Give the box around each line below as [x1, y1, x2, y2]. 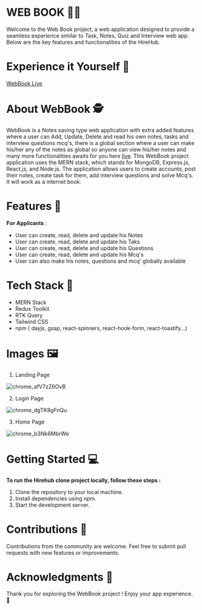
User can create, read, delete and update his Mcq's [15, 251, 144, 258]
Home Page [15, 418, 45, 425]
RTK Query [15, 311, 43, 319]
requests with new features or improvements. [6, 549, 120, 556]
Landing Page [15, 371, 50, 378]
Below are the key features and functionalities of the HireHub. [6, 38, 161, 46]
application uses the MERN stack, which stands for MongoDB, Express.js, [6, 158, 190, 166]
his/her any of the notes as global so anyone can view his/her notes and [6, 146, 186, 153]
